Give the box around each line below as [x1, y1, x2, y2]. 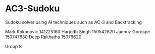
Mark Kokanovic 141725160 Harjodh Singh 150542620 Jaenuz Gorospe [5, 28, 150, 34]
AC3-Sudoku [5, 3, 60, 14]
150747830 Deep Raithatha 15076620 [5, 34, 82, 40]
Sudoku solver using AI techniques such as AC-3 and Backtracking [5, 19, 142, 25]
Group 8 [5, 43, 22, 49]
